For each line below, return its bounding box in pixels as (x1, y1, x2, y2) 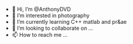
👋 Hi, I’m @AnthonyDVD (11, 6, 71, 12)
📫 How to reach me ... (11, 32, 68, 38)
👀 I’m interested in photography (11, 12, 90, 19)
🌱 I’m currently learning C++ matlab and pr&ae (11, 18, 127, 25)
